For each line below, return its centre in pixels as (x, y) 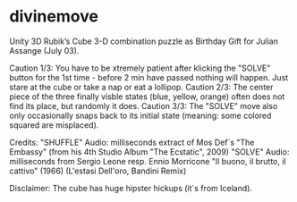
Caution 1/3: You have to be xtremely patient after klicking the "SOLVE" (140, 68)
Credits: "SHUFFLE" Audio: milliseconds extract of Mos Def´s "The (132, 142)
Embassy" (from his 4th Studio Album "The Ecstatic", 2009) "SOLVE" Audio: (149, 151)
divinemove (54, 17)
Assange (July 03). (44, 50)
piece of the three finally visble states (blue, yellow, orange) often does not (147, 97)
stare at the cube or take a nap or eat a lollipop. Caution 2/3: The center (141, 87)
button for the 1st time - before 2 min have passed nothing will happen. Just (149, 77)
